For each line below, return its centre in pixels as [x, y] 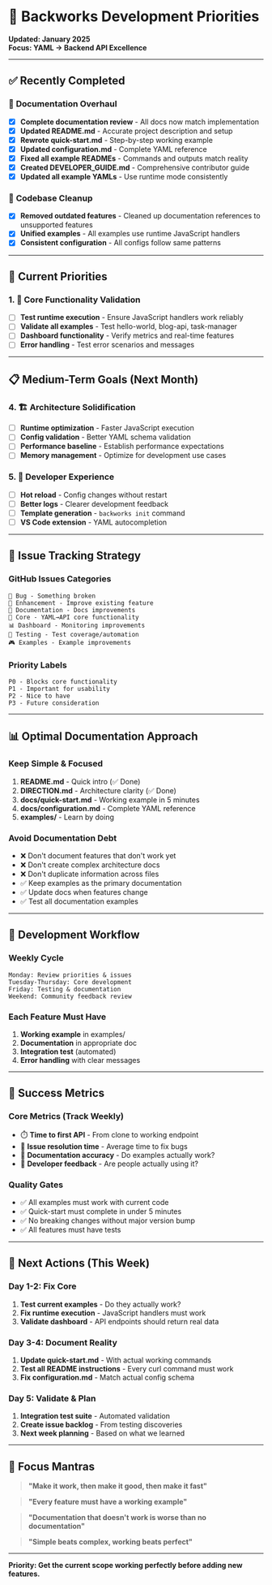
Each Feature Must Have [57, 1017]
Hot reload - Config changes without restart [93, 495]
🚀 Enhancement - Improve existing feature [81, 603]
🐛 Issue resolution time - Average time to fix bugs [104, 1146]
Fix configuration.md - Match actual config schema [107, 1377]
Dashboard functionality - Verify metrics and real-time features [127, 335]
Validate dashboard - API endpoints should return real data [119, 1321]
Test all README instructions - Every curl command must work [127, 1368]
